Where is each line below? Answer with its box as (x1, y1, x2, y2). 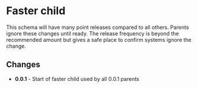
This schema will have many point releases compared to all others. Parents (6, 24, 189, 31)
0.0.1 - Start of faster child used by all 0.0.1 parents (14, 75, 139, 82)
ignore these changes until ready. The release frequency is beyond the (6, 30, 179, 37)
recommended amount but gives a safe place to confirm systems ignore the (6, 36, 192, 43)
